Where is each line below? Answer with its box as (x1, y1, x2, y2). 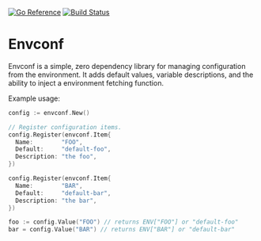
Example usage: (8, 94, 61, 103)
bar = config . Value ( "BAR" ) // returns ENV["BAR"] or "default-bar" (8, 226, 236, 234)
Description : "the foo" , (15, 153, 97, 161)
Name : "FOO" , (15, 138, 83, 146)
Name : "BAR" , (15, 182, 83, 189)
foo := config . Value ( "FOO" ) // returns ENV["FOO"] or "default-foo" (8, 218, 239, 226)
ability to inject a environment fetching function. (8, 78, 165, 87)
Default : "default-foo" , (15, 145, 112, 154)
